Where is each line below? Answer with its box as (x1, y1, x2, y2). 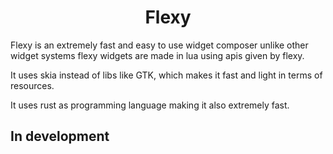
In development (10, 128, 110, 145)
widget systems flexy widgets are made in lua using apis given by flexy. (10, 49, 305, 61)
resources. (10, 79, 55, 91)
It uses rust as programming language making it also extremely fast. (10, 99, 290, 111)
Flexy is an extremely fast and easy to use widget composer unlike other (10, 39, 309, 51)
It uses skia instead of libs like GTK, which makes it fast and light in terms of (10, 69, 323, 81)
